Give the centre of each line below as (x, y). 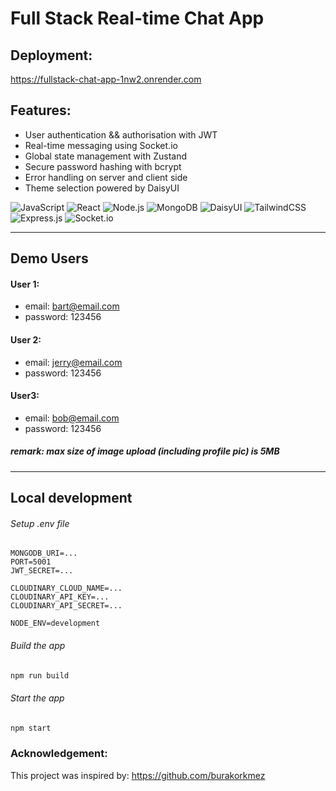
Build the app (38, 645)
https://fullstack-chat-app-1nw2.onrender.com (106, 79)
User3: (25, 396)
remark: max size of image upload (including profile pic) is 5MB (145, 451)
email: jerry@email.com (73, 362)
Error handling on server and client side (106, 177)
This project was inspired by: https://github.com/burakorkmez (138, 775)
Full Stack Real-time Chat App (137, 18)
